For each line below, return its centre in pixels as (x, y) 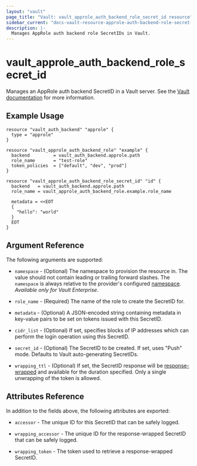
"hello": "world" (38, 212)
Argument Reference (45, 246)
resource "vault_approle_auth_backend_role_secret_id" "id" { (84, 181)
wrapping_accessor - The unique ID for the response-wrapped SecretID (100, 434)
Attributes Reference (45, 397)
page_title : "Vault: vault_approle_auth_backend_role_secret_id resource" (99, 17)
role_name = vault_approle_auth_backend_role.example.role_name (91, 191)
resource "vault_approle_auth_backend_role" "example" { (77, 150)
